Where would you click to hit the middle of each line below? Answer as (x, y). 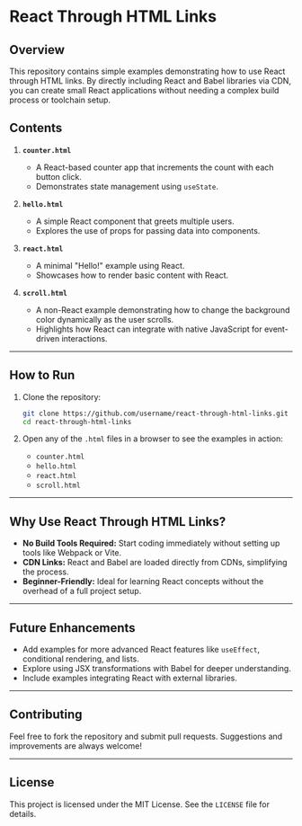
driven (48, 338)
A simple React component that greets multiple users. (135, 221)
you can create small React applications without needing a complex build (144, 90)
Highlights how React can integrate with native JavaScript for (149, 329)
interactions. (84, 338)
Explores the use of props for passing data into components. (148, 230)
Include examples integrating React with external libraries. (130, 678)
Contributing (46, 715)
